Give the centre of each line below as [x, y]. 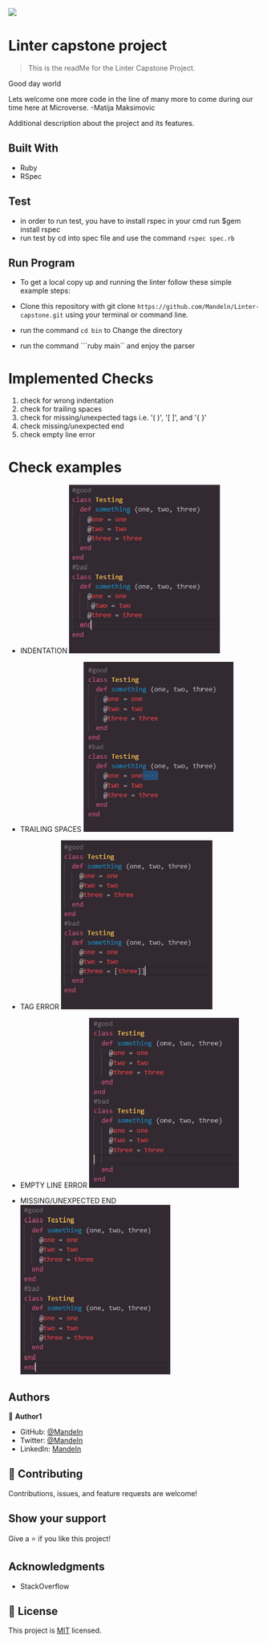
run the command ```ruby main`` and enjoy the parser [107, 346]
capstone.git [42, 316]
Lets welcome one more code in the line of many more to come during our [131, 99]
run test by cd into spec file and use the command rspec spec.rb [127, 237]
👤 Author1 [25, 1417]
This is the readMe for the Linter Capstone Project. [111, 67]
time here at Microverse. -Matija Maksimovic [82, 108]
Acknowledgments [57, 1567]
